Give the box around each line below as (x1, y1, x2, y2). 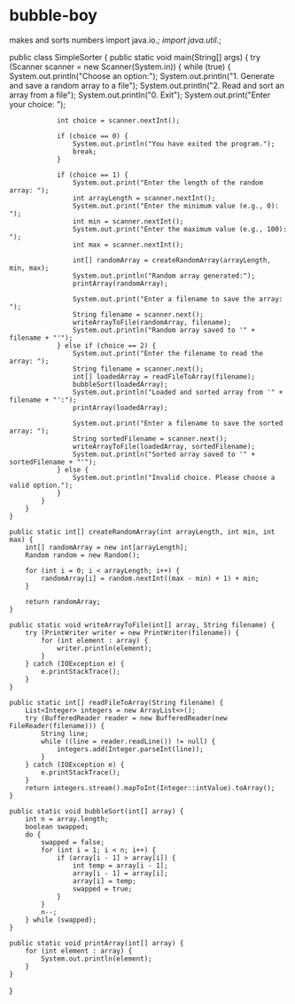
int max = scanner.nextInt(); (72, 240, 184, 249)
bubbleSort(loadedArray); (72, 380, 168, 388)
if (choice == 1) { (56, 170, 128, 179)
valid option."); (9, 481, 74, 490)
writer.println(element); (56, 644, 152, 653)
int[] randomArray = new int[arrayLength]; (25, 543, 189, 552)
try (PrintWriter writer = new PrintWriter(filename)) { (25, 628, 240, 637)
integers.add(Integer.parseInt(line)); (56, 744, 204, 754)
